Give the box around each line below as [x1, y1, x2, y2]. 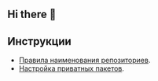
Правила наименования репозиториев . [18, 56, 151, 65]
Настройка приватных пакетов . [18, 64, 125, 73]
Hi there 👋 [7, 8, 57, 21]
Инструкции [7, 35, 72, 48]
